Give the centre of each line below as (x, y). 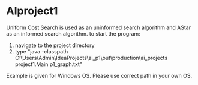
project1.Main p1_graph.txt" (49, 64)
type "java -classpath (41, 51)
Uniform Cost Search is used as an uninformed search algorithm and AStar (98, 27)
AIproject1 (32, 11)
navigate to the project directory (55, 45)
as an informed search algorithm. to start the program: (73, 33)
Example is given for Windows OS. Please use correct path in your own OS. (99, 75)
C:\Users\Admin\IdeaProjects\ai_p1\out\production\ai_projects (91, 58)
